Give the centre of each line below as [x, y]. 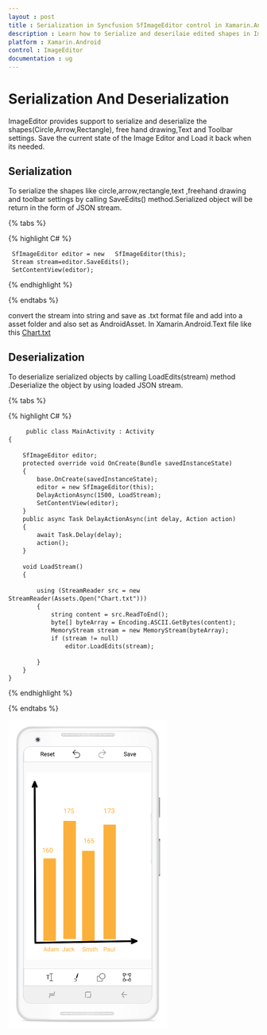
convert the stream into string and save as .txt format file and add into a [126, 315]
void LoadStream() [53, 566]
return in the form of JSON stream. [65, 208]
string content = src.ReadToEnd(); [110, 614]
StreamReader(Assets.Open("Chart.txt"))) [78, 598]
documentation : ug [41, 59]
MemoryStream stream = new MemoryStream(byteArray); [139, 630]
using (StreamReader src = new [89, 590]
